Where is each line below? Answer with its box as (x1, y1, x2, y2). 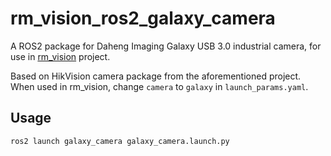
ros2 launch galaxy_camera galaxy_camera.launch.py (10, 136, 230, 146)
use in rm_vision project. (10, 50, 111, 62)
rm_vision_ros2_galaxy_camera (10, 7, 276, 30)
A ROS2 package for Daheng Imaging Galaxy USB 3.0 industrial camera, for (10, 40, 322, 52)
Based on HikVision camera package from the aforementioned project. (10, 70, 302, 82)
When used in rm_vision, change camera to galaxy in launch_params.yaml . (10, 80, 309, 92)
